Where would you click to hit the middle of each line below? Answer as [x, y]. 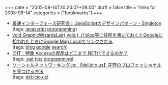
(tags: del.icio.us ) [30, 77]
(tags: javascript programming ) [45, 29]
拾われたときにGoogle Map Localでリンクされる [62, 41]
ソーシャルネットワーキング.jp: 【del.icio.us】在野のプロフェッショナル [87, 65]
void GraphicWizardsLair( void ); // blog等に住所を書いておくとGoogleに [88, 35]
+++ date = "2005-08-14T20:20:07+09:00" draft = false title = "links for [80, 7]
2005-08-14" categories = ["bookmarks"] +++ [53, 13]
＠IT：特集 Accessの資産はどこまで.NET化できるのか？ [70, 53]
